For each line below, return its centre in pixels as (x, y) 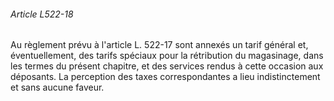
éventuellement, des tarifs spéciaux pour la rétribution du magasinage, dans (167, 56)
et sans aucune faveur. (57, 87)
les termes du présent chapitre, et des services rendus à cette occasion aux (167, 66)
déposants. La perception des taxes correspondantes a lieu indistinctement (165, 77)
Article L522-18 (42, 14)
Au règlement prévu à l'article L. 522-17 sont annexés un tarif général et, (159, 45)
